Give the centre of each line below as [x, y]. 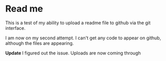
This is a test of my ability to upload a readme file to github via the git [78, 23]
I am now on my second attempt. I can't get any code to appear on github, [83, 38]
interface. [15, 28]
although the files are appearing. [40, 43]
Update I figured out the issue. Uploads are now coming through [73, 53]
